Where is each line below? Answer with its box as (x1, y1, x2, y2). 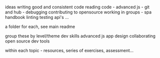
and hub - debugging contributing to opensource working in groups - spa (5, 9, 152, 15)
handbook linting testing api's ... (5, 14, 69, 20)
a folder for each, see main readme (5, 24, 75, 29)
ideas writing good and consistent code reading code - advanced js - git (5, 4, 150, 10)
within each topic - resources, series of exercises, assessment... (5, 48, 134, 53)
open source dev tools (5, 38, 50, 44)
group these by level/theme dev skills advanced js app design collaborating (5, 33, 156, 39)
